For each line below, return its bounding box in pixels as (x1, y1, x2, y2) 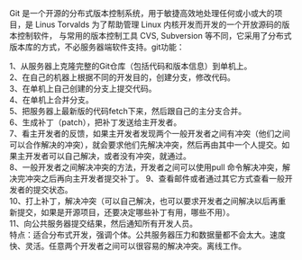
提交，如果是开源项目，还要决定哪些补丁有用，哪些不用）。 (16, 207, 234, 218)
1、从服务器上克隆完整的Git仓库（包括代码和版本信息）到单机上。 (9, 61, 252, 71)
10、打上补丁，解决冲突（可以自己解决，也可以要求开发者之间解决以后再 (9, 196, 279, 206)
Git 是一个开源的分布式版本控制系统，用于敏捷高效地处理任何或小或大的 (9, 8, 275, 18)
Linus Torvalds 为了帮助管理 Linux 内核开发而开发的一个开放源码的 (34, 19, 282, 30)
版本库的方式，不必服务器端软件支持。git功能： (9, 41, 185, 52)
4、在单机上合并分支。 (9, 94, 95, 105)
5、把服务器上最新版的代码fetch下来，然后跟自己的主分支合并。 (9, 106, 246, 116)
